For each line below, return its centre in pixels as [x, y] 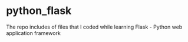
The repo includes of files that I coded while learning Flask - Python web [94, 27]
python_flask [39, 11]
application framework [33, 33]
